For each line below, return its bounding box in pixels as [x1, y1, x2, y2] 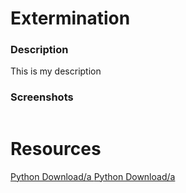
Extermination [10, 7, 131, 30]
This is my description [10, 65, 102, 77]
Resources [10, 137, 102, 160]
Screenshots [10, 90, 74, 104]
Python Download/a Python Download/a [10, 170, 176, 182]
